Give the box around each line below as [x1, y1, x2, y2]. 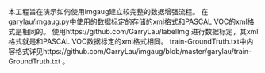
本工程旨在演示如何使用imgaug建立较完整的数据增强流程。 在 [8, 7, 209, 16]
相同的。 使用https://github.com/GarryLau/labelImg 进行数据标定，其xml [21, 27, 259, 36]
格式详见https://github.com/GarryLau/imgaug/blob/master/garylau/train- [14, 47, 252, 56]
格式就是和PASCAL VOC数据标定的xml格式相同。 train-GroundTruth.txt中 [8, 36, 247, 46]
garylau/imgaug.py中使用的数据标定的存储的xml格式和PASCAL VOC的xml [8, 17, 248, 26]
